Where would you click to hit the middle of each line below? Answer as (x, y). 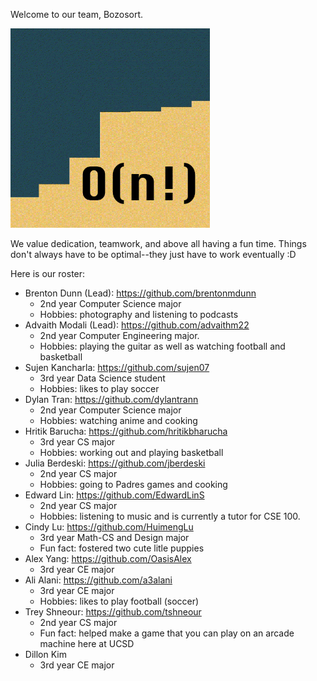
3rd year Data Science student (102, 378)
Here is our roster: (48, 273)
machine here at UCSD (87, 643)
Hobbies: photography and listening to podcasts (139, 314)
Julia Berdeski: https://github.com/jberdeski (115, 463)
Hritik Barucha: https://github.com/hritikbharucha (126, 431)
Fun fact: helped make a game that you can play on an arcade (167, 633)
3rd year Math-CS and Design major (114, 537)
